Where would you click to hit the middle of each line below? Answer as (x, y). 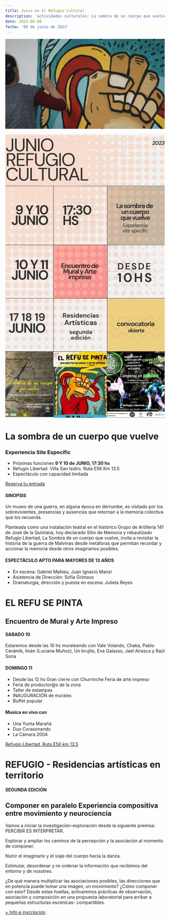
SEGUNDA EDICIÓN (26, 789)
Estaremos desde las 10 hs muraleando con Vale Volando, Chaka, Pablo (80, 646)
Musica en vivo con (26, 712)
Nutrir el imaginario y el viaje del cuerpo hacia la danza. (63, 856)
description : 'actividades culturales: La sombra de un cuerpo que (78, 16)
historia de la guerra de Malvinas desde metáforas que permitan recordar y (83, 543)
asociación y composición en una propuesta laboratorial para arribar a (78, 897)
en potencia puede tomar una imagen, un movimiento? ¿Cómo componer (81, 887)
